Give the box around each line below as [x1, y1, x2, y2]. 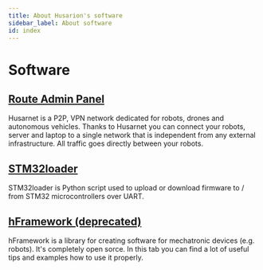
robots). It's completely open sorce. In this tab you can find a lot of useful [8, 245, 249, 253]
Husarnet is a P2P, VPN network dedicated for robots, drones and [8, 113, 225, 123]
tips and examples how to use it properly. [8, 252, 143, 262]
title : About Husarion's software [8, 11, 124, 20]
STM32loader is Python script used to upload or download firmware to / [8, 183, 245, 193]
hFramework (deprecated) [8, 214, 142, 228]
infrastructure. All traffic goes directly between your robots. [8, 139, 204, 148]
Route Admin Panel [8, 92, 105, 106]
